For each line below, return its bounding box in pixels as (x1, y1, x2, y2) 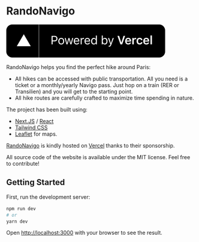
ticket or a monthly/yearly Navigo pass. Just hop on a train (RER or (14, 81, 180, 88)
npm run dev (6, 205, 36, 211)
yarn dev (6, 218, 28, 225)
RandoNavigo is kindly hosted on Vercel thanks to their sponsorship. (6, 142, 175, 149)
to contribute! (6, 160, 40, 167)
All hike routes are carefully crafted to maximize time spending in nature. (14, 94, 194, 101)
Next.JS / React (14, 117, 54, 124)
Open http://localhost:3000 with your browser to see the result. (6, 229, 163, 237)
